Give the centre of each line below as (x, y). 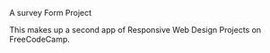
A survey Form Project (51, 13)
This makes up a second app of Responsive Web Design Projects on (135, 30)
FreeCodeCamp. (39, 39)
